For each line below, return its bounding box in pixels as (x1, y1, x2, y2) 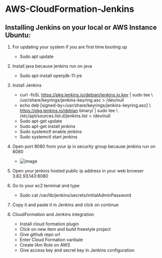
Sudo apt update (19, 53, 54, 59)
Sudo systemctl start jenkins (19, 134, 78, 139)
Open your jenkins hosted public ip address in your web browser (12, 168, 144, 173)
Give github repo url (19, 231, 61, 237)
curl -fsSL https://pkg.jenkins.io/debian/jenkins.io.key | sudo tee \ (19, 92, 153, 97)
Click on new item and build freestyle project (19, 226, 111, 232)
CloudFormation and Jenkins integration (12, 212, 94, 217)
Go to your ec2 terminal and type (12, 183, 80, 188)
